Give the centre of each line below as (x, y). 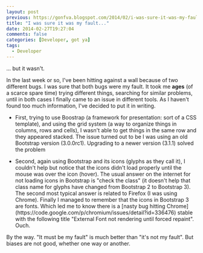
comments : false (27, 34)
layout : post (23, 12)
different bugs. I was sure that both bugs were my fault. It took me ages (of (100, 86)
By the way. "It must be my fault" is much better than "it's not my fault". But (100, 237)
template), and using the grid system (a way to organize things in (96, 124)
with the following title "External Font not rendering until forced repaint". (105, 219)
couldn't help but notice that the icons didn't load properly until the (98, 167)
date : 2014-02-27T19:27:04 (40, 29)
